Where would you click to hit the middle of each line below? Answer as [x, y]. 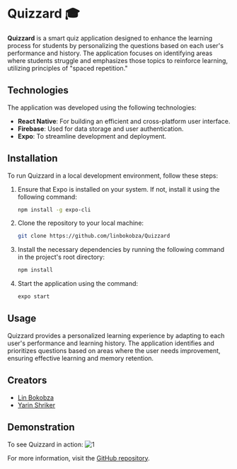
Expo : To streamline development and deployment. [92, 136]
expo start [34, 297]
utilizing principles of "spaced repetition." [68, 68]
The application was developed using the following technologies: [102, 108]
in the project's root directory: [61, 257]
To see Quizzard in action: [45, 444]
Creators [27, 380]
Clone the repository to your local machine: [80, 223]
